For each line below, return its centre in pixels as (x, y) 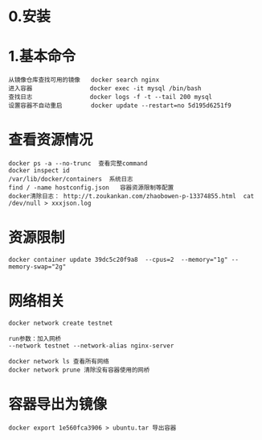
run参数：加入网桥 (35, 338)
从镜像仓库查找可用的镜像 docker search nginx (84, 80)
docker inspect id (39, 171)
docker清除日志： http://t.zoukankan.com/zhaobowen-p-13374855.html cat (131, 197)
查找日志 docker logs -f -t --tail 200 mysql (111, 98)
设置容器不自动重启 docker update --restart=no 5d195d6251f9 (120, 106)
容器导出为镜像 (58, 405)
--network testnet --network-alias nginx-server (91, 346)
